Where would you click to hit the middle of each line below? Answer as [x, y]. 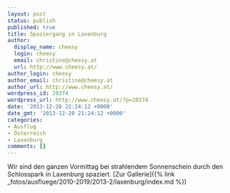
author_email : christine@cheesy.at [60, 80]
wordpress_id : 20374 [38, 93]
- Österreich [27, 133]
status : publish [31, 21]
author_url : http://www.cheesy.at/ [60, 87]
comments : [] [27, 147]
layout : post [27, 14]
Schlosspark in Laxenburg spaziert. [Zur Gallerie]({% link [91, 174]
